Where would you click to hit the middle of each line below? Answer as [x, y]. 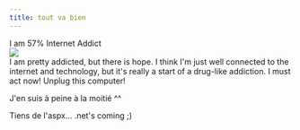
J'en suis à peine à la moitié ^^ [66, 98]
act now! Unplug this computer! [67, 81]
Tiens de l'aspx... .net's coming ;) [71, 115]
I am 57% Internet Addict [55, 43]
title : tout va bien [48, 17]
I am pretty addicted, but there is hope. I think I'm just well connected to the [149, 61]
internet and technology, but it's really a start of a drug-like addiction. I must [150, 71]
